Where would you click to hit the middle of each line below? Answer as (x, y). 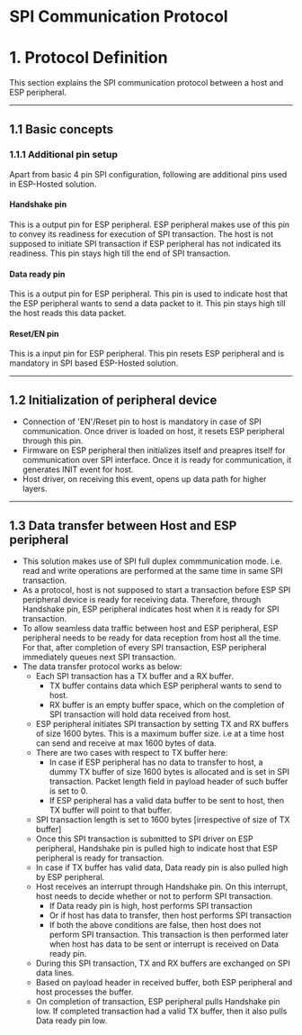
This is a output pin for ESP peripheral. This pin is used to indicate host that (149, 294)
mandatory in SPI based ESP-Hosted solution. (94, 363)
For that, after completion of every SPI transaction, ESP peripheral (144, 648)
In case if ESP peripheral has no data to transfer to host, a (156, 762)
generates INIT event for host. (78, 469)
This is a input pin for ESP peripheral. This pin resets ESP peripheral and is (147, 354)
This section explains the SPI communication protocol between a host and (147, 83)
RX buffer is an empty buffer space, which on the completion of (167, 705)
